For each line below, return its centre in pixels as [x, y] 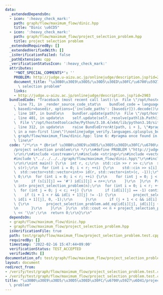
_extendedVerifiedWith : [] [37, 50]
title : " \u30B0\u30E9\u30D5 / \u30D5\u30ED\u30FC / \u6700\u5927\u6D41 [75, 281]
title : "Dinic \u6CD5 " [37, 28]
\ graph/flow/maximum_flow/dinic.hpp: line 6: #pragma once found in [86, 136]
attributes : [22, 69]
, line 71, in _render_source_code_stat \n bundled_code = [77, 104]
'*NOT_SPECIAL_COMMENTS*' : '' [44, 73]
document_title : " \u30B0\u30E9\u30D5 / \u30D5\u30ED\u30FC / [73, 82]
